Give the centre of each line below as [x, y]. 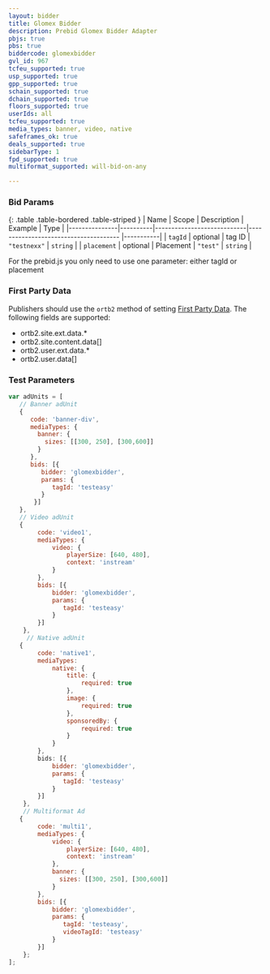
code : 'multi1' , [65, 826]
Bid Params [31, 202]
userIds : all [30, 114]
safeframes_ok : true [43, 136]
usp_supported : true [43, 76]
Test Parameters [42, 380]
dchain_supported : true [49, 99]
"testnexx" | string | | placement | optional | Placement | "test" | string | [130, 246]
